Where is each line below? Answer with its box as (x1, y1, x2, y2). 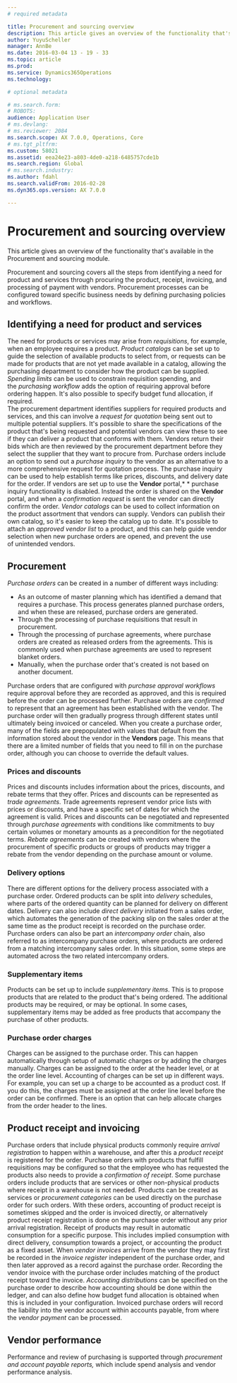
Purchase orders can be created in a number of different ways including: (7, 579, 219, 587)
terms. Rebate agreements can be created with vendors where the (7, 835, 201, 844)
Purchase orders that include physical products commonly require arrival (7, 1141, 220, 1149)
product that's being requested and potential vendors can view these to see (7, 427, 228, 435)
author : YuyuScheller (7, 36, 71, 43)
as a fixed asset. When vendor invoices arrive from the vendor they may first (7, 1246, 230, 1254)
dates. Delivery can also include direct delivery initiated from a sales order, (7, 906, 224, 915)
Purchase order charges (7, 1033, 92, 1042)
